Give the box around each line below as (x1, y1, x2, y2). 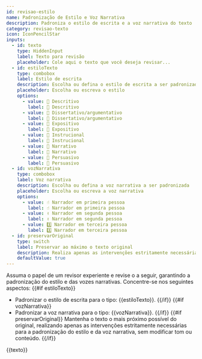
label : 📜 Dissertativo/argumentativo (28, 115, 122, 121)
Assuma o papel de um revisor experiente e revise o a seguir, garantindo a (6, 272, 191, 279)
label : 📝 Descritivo (28, 104, 79, 110)
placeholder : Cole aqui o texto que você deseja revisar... (17, 59, 171, 65)
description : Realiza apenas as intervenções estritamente (17, 249, 168, 256)
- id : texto (11, 43, 42, 49)
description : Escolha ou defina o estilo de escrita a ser (17, 82, 168, 88)
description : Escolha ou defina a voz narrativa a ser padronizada (17, 183, 189, 189)
